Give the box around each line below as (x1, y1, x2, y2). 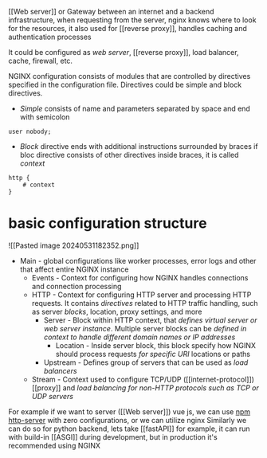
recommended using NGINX (8, 440, 101, 450)
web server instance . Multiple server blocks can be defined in (43, 323, 247, 333)
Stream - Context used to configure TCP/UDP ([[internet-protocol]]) (31, 374, 255, 384)
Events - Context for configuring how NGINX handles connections (31, 272, 249, 282)
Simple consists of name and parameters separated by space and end (19, 104, 251, 113)
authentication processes (8, 32, 92, 41)
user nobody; (8, 127, 52, 135)
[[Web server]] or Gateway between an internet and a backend (8, 7, 214, 16)
